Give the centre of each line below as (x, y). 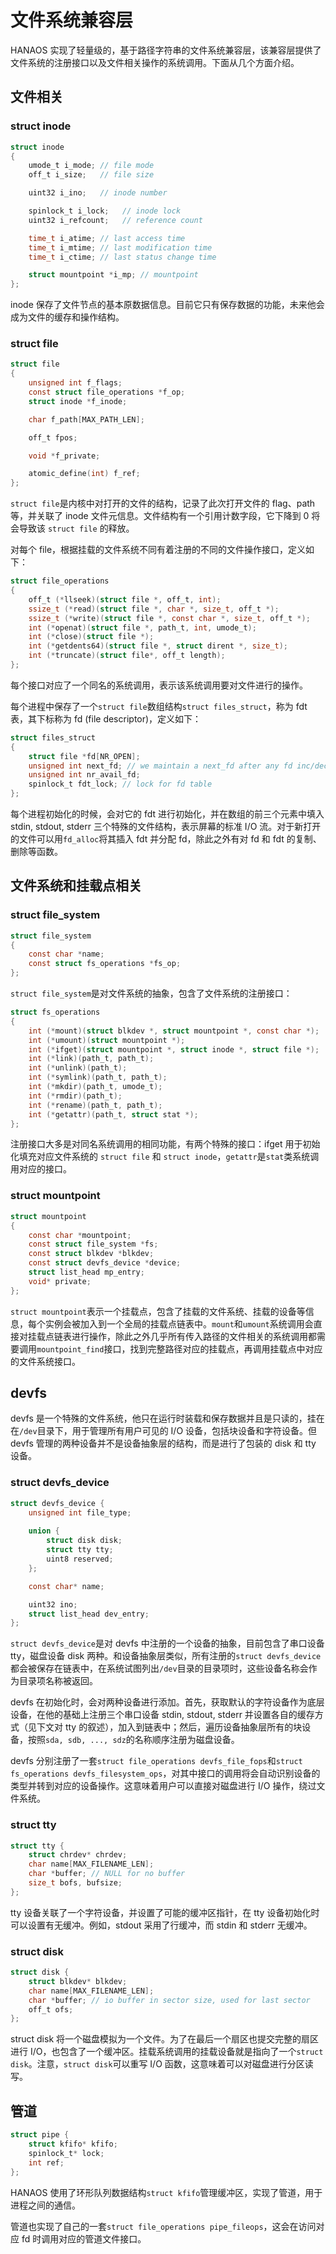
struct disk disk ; (84, 1541)
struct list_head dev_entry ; (89, 1614)
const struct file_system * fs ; (93, 1244)
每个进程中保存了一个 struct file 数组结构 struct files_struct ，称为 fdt (159, 706)
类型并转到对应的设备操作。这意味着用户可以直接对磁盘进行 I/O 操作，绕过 (163, 1786)
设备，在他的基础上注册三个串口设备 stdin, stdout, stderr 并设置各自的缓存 (162, 1715)
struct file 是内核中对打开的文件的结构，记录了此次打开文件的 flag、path (163, 503)
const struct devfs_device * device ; (105, 1263)
